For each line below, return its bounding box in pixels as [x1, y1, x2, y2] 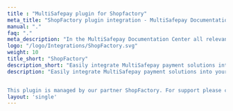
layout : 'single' [7, 93, 58, 101]
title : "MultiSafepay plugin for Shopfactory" [7, 10, 148, 17]
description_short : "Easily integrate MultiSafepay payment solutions [7, 62, 216, 69]
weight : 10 [7, 49, 39, 56]
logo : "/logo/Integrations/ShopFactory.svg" [7, 42, 138, 49]
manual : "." [7, 23, 42, 30]
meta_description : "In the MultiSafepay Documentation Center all [7, 36, 203, 43]
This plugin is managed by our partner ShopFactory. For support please [7, 87, 222, 94]
